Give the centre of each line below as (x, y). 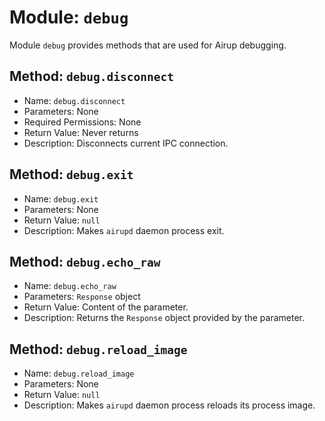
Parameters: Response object (82, 297)
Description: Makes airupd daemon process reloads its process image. (169, 405)
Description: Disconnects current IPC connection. (126, 143)
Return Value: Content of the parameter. (106, 307)
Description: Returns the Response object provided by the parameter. (164, 318)
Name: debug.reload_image (79, 373)
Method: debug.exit (71, 174)
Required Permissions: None (82, 122)
